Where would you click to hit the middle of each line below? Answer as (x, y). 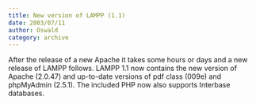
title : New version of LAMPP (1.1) (67, 15)
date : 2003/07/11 (37, 23)
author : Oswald (33, 30)
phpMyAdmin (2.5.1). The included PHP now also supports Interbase (119, 85)
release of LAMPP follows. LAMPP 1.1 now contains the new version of (123, 69)
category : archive (38, 37)
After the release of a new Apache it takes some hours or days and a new (128, 60)
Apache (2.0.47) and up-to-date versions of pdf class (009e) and (115, 76)
